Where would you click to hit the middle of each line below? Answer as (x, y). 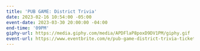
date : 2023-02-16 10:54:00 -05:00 (49, 17)
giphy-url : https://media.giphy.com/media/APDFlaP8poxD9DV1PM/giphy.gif (98, 33)
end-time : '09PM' (28, 28)
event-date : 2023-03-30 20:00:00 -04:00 (57, 22)
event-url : (20, 39)
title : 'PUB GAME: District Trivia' (51, 11)
